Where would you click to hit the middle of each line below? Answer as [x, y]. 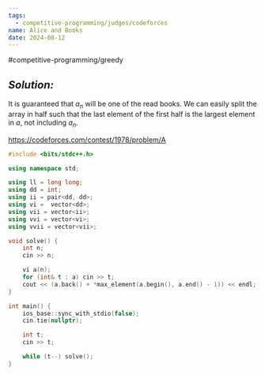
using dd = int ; [35, 190]
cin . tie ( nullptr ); [53, 321]
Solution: [31, 85]
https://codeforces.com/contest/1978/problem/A [87, 140]
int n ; [33, 248]
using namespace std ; [44, 168]
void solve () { [33, 241]
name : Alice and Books [45, 30]
